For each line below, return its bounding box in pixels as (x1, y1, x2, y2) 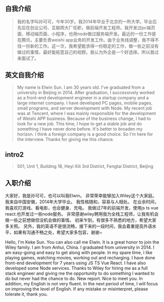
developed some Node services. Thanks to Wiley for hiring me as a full (5, 265, 148, 271)
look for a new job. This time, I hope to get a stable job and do (17, 120, 142, 126)
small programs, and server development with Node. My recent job (17, 105, 153, 111)
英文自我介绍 (5, 71, 44, 79)
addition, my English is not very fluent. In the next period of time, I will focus (5, 281, 158, 287)
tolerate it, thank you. (5, 291, 48, 297)
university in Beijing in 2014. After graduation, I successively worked (17, 90, 155, 95)
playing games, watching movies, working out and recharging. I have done (5, 255, 155, 261)
